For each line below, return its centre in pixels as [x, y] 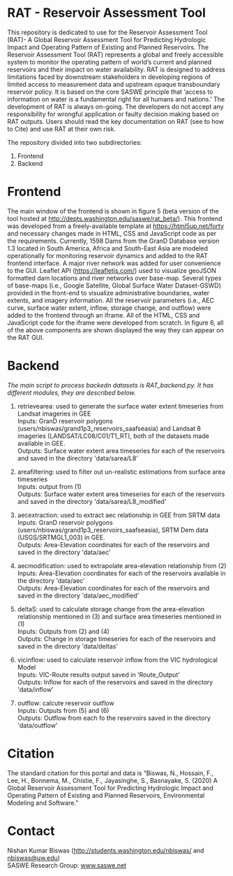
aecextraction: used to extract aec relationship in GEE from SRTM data [119, 515]
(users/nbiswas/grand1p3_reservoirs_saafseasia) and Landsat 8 [109, 428]
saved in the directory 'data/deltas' [68, 646]
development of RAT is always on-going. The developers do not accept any [116, 106]
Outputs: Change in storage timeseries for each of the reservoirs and [116, 639]
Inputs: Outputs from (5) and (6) [63, 710]
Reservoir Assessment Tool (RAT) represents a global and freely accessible [115, 55]
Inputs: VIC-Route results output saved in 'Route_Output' [98, 674]
